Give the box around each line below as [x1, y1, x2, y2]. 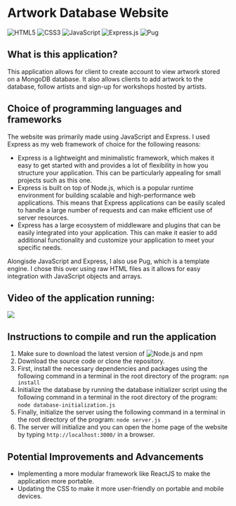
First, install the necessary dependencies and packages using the [17, 365, 208, 373]
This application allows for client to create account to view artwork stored [7, 67, 221, 75]
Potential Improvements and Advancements [7, 450, 204, 462]
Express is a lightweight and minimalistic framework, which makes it [17, 153, 215, 162]
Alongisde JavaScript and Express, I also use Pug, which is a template [7, 257, 210, 265]
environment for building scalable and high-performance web [17, 191, 196, 199]
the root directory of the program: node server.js [17, 415, 162, 424]
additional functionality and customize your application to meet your [17, 236, 215, 244]
